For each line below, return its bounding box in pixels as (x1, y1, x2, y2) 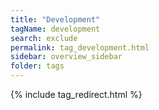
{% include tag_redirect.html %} (10, 89, 143, 100)
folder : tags (10, 61, 65, 71)
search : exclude (10, 33, 78, 43)
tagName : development (10, 24, 101, 34)
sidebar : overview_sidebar (10, 52, 123, 62)
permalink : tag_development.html (10, 42, 150, 53)
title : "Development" (10, 14, 101, 25)
